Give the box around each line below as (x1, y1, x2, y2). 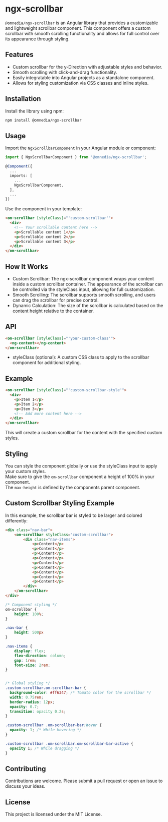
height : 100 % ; (14, 611, 44, 617)
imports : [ (10, 173, 33, 178)
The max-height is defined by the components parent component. (5, 485, 140, 490)
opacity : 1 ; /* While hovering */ (10, 727, 82, 733)
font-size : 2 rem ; (14, 663, 51, 668)
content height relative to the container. (12, 308, 94, 314)
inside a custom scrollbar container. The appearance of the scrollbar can (12, 281, 163, 287)
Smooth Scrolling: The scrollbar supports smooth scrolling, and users (12, 291, 156, 298)
